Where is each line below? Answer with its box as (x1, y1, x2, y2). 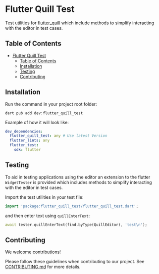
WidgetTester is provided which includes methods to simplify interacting (5, 179, 152, 185)
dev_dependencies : (5, 129, 43, 134)
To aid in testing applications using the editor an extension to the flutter (5, 174, 151, 180)
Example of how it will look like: (5, 119, 69, 125)
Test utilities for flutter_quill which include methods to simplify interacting (5, 20, 155, 26)
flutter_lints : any (9, 138, 50, 143)
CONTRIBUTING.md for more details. (5, 264, 81, 270)
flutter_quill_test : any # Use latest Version (9, 134, 107, 138)
